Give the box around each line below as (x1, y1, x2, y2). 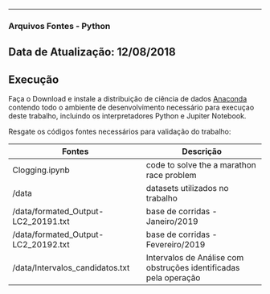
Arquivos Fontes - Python (8, 20, 111, 31)
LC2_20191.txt (12, 216, 70, 227)
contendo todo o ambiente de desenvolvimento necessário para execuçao (8, 102, 255, 113)
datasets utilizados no (145, 183, 229, 194)
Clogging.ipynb (12, 164, 70, 176)
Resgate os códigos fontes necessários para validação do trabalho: (8, 126, 231, 137)
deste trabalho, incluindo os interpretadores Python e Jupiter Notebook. (8, 111, 247, 121)
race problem (145, 170, 197, 181)
